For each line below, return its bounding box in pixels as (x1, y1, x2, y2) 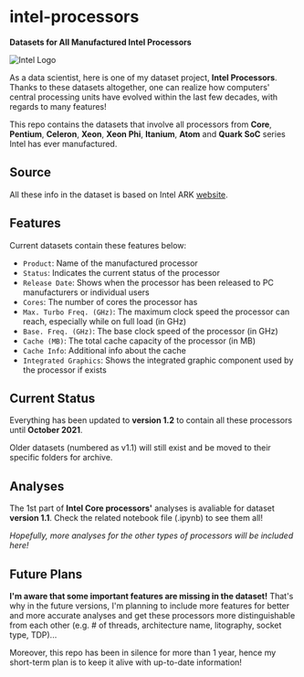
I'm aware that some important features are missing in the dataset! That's (9, 591, 294, 601)
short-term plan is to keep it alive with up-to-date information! (9, 657, 242, 668)
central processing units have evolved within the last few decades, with (9, 91, 278, 102)
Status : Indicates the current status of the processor (22, 267, 221, 278)
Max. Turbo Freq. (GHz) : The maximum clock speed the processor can (22, 306, 290, 317)
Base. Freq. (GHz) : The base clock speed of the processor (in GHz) (22, 325, 278, 336)
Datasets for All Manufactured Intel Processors (9, 37, 192, 48)
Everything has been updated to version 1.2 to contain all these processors (9, 415, 293, 426)
